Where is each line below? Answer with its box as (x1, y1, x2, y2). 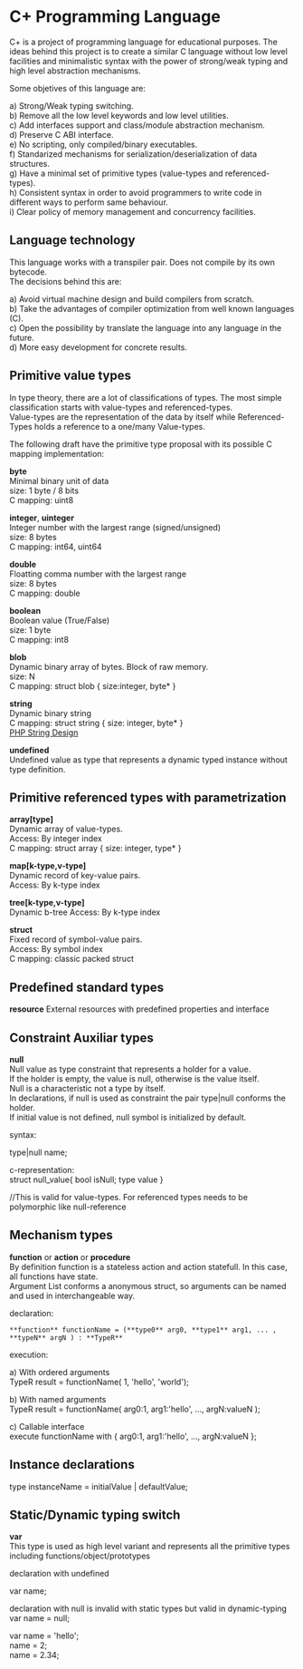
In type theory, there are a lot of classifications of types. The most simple (9, 392, 282, 403)
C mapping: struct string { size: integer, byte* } (9, 717, 184, 728)
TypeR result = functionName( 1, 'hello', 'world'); (9, 1376, 190, 1387)
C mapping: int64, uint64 (9, 541, 102, 552)
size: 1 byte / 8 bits (9, 485, 80, 496)
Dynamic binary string (9, 707, 92, 718)
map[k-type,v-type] (9, 860, 87, 871)
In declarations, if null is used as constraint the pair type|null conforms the (9, 1092, 287, 1103)
